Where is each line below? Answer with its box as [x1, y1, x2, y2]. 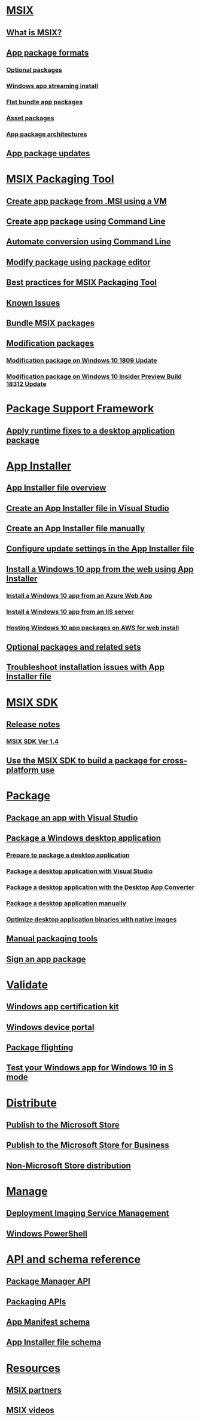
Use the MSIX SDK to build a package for [6, 756, 161, 766]
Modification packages [6, 339, 95, 349]
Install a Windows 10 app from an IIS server [6, 607, 134, 616]
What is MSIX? [6, 28, 62, 38]
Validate [6, 978, 48, 991]
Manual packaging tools [6, 934, 98, 944]
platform [6, 765, 39, 775]
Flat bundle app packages [6, 98, 83, 106]
